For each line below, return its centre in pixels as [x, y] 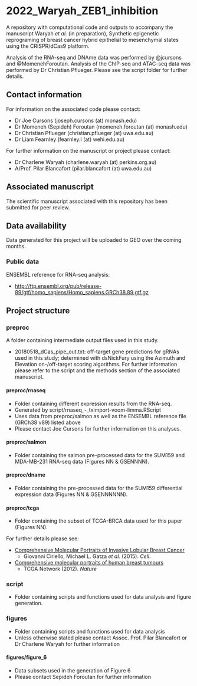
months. [16, 247]
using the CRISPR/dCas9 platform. [48, 46]
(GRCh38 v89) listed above [47, 422]
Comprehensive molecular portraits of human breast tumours [89, 563]
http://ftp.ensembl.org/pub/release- [58, 286]
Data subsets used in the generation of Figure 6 [73, 670]
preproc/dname [26, 475]
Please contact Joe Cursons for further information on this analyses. [98, 428]
